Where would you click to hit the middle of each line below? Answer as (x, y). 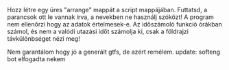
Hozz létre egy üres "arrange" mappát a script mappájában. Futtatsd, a (107, 10)
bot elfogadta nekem (37, 59)
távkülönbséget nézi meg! (44, 39)
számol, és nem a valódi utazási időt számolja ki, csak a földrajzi (98, 31)
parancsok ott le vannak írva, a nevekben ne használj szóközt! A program (111, 17)
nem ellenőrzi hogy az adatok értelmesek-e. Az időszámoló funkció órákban (115, 24)
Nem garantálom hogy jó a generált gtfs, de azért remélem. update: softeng (114, 52)
